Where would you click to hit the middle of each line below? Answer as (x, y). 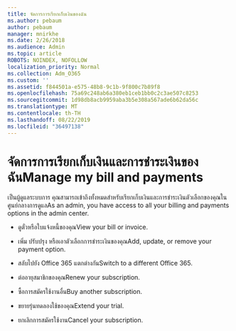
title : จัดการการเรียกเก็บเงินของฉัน (47, 14)
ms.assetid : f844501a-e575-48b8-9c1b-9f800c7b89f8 (84, 87)
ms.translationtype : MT (43, 107)
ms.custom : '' (28, 80)
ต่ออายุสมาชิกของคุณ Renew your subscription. (79, 278)
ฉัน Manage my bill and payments (106, 177)
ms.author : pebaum (34, 21)
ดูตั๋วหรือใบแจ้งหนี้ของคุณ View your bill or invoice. (83, 227)
